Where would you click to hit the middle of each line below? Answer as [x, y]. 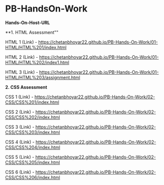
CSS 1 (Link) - [19, 97]
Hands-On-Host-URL [28, 23]
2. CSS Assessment [26, 87]
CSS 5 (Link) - [20, 157]
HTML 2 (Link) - [22, 57]
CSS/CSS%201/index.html [32, 102]
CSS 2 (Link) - [20, 112]
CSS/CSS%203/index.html [33, 132]
